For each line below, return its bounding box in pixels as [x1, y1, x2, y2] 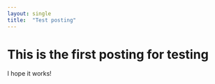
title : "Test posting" [7, 17, 77, 24]
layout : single [7, 10, 52, 17]
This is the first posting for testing [7, 47, 209, 62]
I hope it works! [7, 69, 52, 78]
